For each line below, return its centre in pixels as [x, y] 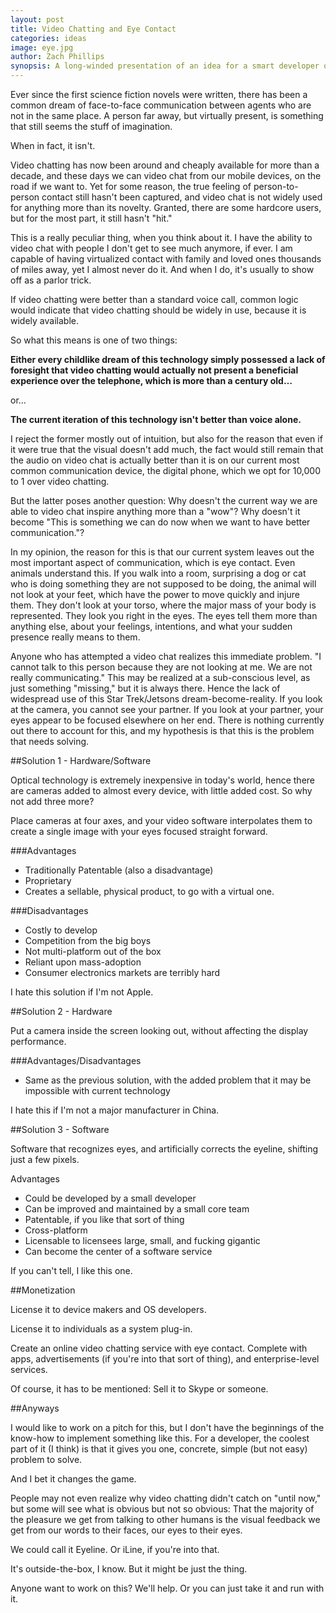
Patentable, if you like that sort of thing [104, 1219]
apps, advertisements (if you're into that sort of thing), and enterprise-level [165, 1359]
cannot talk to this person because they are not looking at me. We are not [161, 667]
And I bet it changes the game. [73, 1479]
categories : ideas [48, 38]
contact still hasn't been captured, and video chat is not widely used [182, 197]
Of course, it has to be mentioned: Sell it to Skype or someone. [139, 1389]
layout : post [37, 19]
